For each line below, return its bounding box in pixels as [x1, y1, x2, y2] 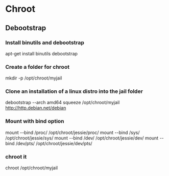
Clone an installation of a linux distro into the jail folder [5, 88, 143, 95]
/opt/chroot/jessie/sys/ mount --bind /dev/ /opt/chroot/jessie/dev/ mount [5, 134, 159, 141]
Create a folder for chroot [5, 63, 70, 70]
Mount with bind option [5, 118, 65, 125]
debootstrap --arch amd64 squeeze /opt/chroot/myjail [5, 100, 120, 106]
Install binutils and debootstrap [5, 39, 84, 46]
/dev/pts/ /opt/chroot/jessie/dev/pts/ [15, 140, 93, 146]
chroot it [5, 153, 27, 160]
